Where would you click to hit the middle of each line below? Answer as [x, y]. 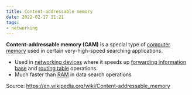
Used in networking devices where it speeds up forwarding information [100, 62]
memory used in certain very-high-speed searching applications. [84, 51]
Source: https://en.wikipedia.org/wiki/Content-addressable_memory [88, 86]
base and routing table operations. [56, 69]
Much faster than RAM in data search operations [73, 74]
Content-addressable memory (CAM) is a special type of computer [88, 45]
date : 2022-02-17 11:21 [35, 17]
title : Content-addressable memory [49, 11]
